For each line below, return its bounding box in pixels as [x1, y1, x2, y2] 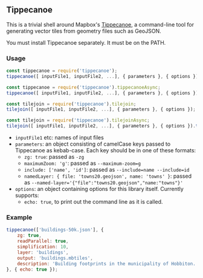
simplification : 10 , [17, 244, 69, 250]
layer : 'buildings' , [17, 249, 69, 256]
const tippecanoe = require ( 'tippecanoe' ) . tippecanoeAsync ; [6, 84, 161, 90]
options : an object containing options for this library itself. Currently [14, 186, 184, 193]
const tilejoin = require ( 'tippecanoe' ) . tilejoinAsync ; [6, 117, 150, 123]
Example [6, 213, 33, 222]
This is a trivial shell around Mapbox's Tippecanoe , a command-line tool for [6, 21, 195, 28]
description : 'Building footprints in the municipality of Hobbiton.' [17, 260, 199, 267]
